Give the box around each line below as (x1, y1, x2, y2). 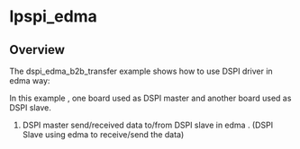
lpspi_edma (9, 6, 97, 27)
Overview (9, 42, 66, 57)
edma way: (9, 75, 50, 86)
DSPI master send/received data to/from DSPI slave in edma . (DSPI (22, 119, 274, 130)
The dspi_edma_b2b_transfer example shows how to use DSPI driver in (9, 66, 273, 76)
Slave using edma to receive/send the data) (22, 129, 185, 140)
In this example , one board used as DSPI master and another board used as (9, 92, 292, 103)
